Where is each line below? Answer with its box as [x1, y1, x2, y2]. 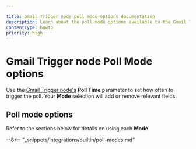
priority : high [6, 30, 43, 36]
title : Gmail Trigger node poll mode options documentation [6, 13, 156, 19]
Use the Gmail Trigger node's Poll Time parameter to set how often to [6, 87, 174, 94]
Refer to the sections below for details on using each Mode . [6, 125, 150, 132]
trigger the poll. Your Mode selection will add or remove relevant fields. [6, 93, 177, 100]
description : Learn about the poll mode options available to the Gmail [6, 19, 187, 25]
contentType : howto [6, 24, 54, 30]
